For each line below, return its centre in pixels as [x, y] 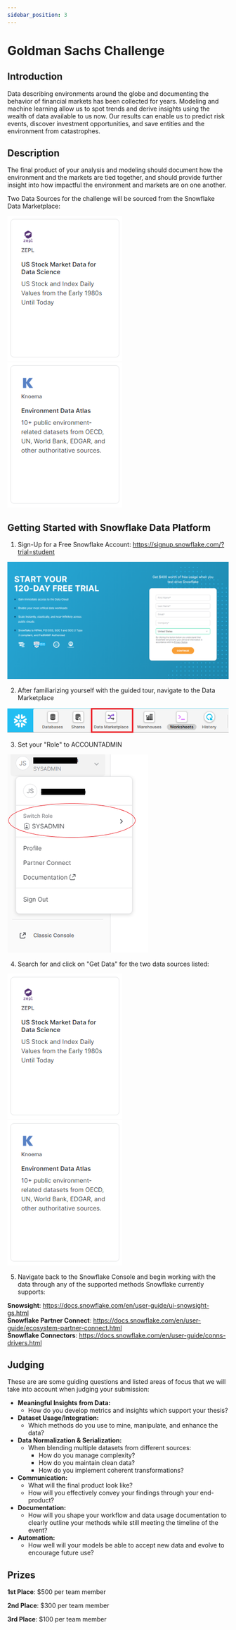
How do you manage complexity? [87, 1455]
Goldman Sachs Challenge [86, 50]
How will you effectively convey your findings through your [113, 1493]
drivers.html [25, 1342]
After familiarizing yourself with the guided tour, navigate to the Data [116, 690]
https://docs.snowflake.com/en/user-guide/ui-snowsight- [126, 1305]
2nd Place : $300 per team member [58, 1606]
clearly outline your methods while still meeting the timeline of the [123, 1523]
